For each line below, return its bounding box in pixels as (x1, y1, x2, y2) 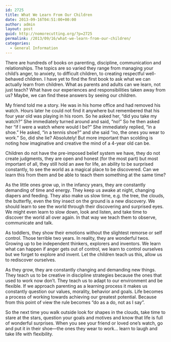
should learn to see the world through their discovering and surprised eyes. (5, 203, 164, 210)
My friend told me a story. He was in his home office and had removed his (5, 102, 161, 108)
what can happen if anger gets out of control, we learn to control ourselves (5, 246, 163, 252)
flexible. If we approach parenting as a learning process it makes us (5, 283, 148, 289)
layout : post (5, 27, 33, 32)
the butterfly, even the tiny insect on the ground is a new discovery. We (5, 198, 155, 204)
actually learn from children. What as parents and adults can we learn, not (5, 81, 161, 87)
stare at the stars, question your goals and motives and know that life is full (5, 314, 163, 321)
